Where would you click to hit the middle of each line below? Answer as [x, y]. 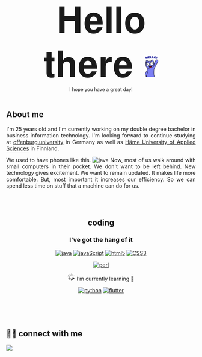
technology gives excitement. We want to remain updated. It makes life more [101, 172]
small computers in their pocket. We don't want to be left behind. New [101, 166]
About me [25, 115]
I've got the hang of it [101, 240]
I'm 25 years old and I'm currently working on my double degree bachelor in [101, 129]
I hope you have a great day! [101, 90]
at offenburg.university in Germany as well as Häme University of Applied [101, 142]
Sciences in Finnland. [33, 148]
